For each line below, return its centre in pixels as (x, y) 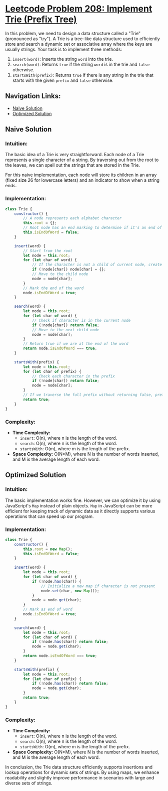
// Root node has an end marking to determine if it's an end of (93, 228)
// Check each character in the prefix (73, 376)
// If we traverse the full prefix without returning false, (88, 395)
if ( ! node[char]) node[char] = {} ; (69, 270)
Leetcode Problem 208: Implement (79, 9)
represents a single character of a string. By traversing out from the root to (82, 160)
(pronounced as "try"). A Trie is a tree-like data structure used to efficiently (82, 39)
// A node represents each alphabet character (72, 218)
